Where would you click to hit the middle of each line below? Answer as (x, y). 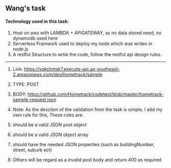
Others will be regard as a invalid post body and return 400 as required (87, 159)
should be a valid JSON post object (50, 125)
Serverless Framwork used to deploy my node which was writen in (82, 43)
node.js (21, 49)
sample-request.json (34, 99)
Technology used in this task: (37, 21)
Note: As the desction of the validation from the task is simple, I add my (88, 109)
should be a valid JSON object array (50, 134)
